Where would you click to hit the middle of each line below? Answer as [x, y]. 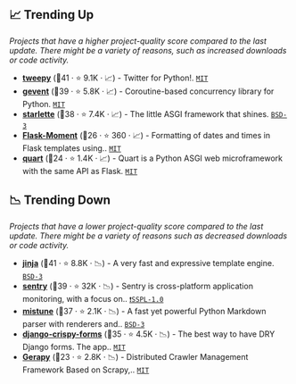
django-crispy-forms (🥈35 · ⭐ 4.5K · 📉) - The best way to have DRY [148, 334]
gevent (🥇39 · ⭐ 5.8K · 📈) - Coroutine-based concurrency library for [148, 91]
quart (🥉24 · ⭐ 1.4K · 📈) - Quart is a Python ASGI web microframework [152, 158]
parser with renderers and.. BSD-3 [83, 323]
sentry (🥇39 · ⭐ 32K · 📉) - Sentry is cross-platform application [138, 286]
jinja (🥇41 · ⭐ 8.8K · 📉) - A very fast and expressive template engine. [148, 263]
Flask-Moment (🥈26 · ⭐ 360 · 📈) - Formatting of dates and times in [146, 135]
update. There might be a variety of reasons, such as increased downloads [148, 50]
